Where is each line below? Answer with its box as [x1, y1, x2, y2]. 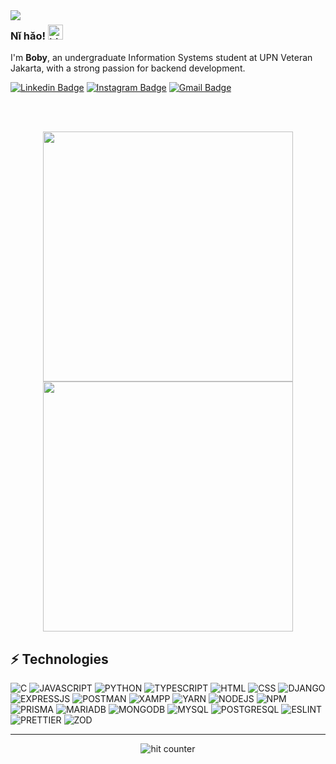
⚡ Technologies [10, 650, 109, 668]
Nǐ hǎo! [10, 29, 47, 43]
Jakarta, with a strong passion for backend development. [10, 62, 246, 74]
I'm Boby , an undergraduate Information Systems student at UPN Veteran [10, 52, 313, 64]
